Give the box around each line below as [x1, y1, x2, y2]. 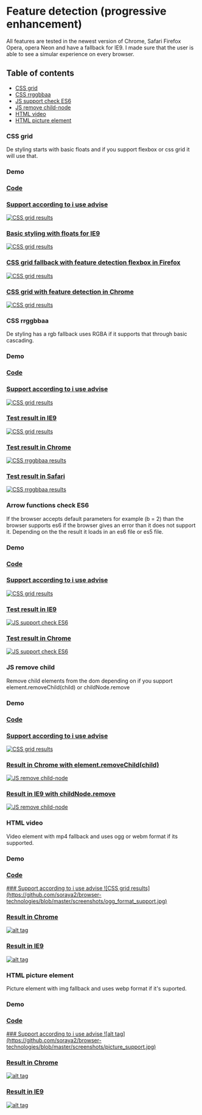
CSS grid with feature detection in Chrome [6, 287, 134, 296]
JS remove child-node [15, 104, 71, 111]
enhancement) [6, 17, 82, 31]
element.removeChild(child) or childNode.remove [6, 683, 130, 690]
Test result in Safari [6, 472, 65, 481]
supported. [6, 839, 34, 846]
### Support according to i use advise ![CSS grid [6, 884, 130, 892]
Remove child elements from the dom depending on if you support [6, 677, 173, 684]
